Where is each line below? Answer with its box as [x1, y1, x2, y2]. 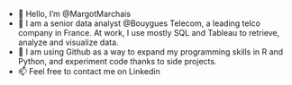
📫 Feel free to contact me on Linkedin [17, 66, 160, 76]
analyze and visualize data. [17, 37, 119, 47]
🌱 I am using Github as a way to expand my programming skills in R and [17, 47, 284, 57]
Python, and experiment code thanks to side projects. [17, 56, 217, 66]
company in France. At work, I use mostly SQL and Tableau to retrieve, [17, 28, 280, 38]
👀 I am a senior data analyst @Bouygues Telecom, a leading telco [17, 18, 261, 29]
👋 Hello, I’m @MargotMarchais [17, 9, 132, 19]
